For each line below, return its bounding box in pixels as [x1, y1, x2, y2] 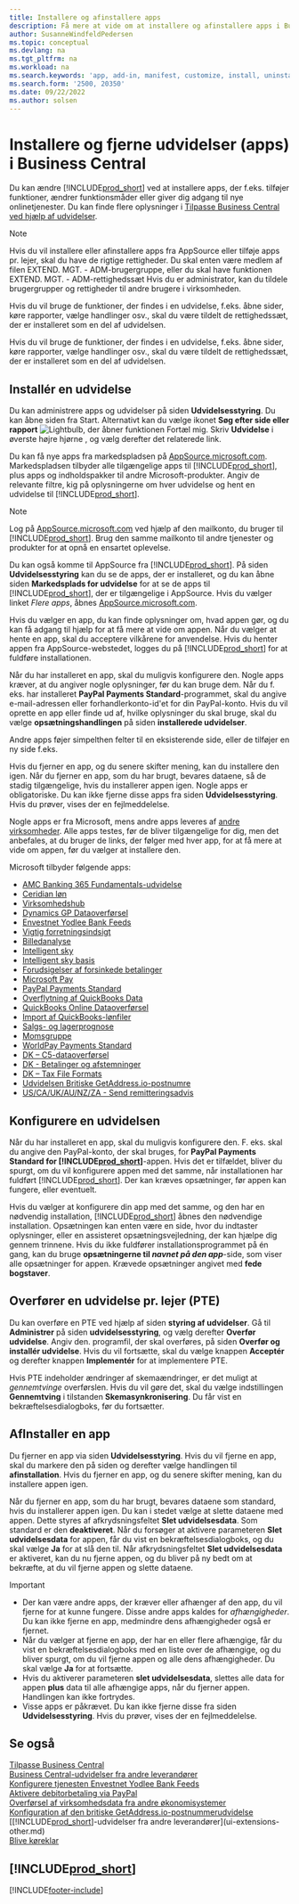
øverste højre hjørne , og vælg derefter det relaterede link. [9, 434, 222, 445]
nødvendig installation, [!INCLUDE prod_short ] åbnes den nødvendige [9, 1211, 263, 1222]
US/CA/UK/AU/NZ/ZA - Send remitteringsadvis [21, 1088, 194, 1099]
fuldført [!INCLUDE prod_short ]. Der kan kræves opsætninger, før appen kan [9, 1174, 287, 1185]
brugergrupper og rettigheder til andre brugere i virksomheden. [9, 283, 242, 294]
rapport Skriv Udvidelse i [9, 424, 274, 435]
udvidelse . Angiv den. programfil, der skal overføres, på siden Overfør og [9, 1336, 280, 1346]
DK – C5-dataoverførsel [21, 1050, 109, 1060]
